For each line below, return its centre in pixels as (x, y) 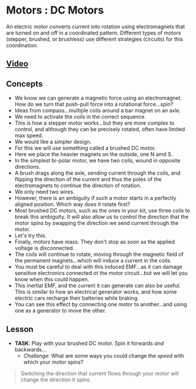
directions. (28, 167)
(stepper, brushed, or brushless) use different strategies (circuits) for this (95, 39)
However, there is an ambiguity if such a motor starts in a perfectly (95, 198)
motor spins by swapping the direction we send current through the (97, 223)
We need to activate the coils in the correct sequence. (80, 117)
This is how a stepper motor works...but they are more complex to (94, 123)
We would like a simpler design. (53, 142)
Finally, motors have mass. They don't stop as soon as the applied (95, 242)
